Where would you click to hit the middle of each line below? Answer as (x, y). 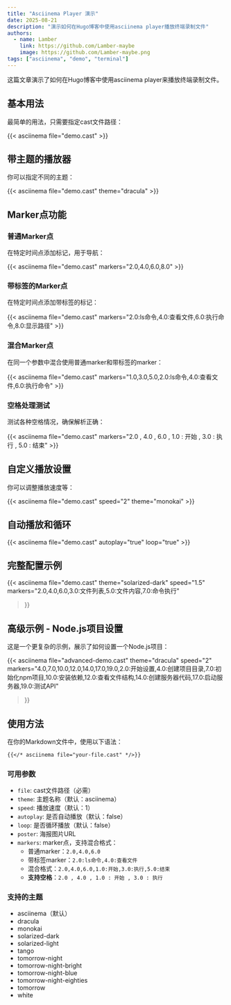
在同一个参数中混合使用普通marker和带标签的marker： (85, 362)
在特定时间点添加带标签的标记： (53, 303)
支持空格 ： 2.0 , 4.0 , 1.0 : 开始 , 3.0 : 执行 (95, 878)
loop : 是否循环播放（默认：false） (66, 826)
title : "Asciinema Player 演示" (53, 14)
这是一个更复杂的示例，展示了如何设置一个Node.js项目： (88, 647)
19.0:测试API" (40, 686)
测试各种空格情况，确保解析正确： (56, 421)
